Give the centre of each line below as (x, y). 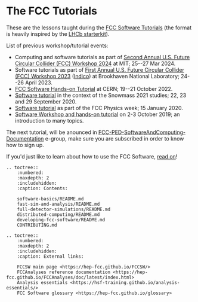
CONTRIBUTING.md (37, 225)
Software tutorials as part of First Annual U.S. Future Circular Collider (100, 69)
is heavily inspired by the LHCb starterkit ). (58, 33)
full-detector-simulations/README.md (64, 209)
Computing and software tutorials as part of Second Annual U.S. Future (102, 57)
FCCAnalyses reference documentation (64, 272)
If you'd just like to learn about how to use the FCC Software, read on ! (92, 156)
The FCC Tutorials (52, 11)
